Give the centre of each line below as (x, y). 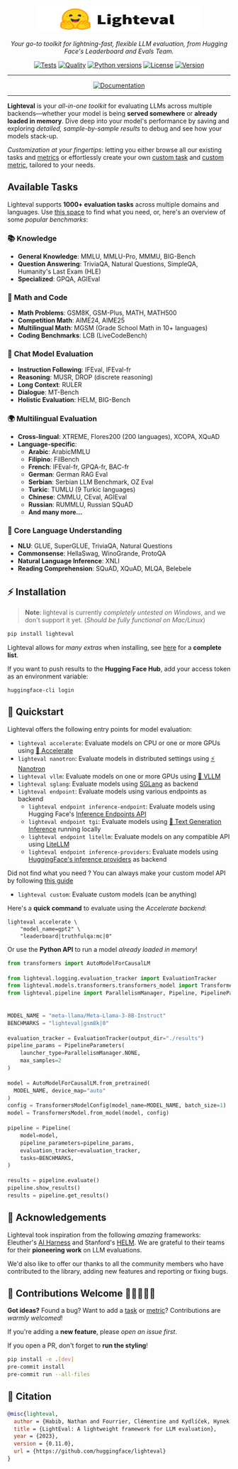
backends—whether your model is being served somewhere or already (112, 113)
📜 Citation (29, 1397)
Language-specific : (47, 444)
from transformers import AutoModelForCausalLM (79, 963)
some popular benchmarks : (48, 219)
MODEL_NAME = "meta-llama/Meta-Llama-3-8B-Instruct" (87, 1015)
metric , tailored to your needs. (51, 165)
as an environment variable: (48, 676)
